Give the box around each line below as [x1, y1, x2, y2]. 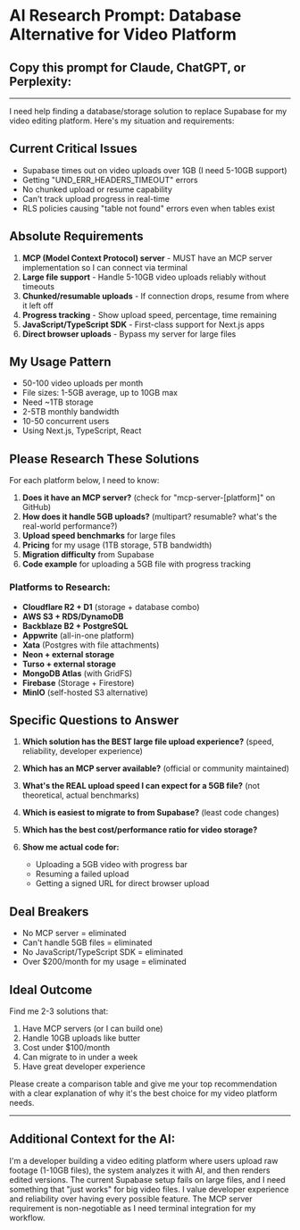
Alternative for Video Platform [9, 24, 237, 45]
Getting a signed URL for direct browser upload [35, 878, 210, 889]
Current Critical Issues [9, 141, 138, 156]
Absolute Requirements [9, 229, 144, 244]
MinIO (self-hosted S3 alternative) [21, 687, 149, 698]
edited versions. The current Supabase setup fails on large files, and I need [9, 1174, 286, 1184]
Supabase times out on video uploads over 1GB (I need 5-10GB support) [21, 164, 287, 175]
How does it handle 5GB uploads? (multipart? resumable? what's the [21, 511, 278, 523]
